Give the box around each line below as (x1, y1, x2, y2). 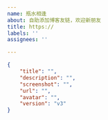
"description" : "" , (19, 74, 76, 81)
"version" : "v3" (19, 100, 67, 107)
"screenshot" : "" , (19, 81, 73, 88)
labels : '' (7, 29, 39, 37)
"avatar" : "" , (19, 93, 60, 101)
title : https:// (7, 23, 54, 30)
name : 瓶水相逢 (7, 10, 47, 17)
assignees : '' (7, 36, 48, 43)
